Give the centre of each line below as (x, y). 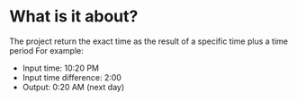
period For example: (46, 50)
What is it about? (74, 17)
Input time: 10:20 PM (61, 68)
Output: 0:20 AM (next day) (73, 87)
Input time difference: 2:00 (72, 77)
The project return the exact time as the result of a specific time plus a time (148, 41)
